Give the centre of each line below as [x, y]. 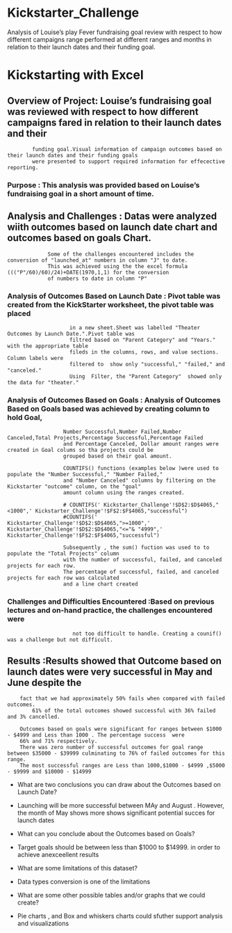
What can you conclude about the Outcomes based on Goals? [106, 834]
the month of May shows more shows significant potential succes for [116, 813]
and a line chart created [100, 584]
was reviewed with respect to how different [103, 112]
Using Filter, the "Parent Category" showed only [146, 376]
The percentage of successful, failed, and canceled [141, 572]
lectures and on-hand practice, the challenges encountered [110, 611]
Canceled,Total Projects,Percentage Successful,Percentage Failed [105, 438]
